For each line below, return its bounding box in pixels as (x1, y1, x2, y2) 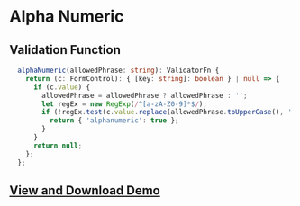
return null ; (32, 141, 83, 150)
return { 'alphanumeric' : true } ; (49, 116, 179, 125)
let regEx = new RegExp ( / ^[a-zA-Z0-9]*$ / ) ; (41, 99, 207, 109)
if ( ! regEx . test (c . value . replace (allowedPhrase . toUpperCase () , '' (41, 108, 296, 117)
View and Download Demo (9, 183, 160, 198)
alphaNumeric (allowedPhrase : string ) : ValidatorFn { (17, 66, 220, 75)
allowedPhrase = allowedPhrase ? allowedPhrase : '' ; (41, 91, 248, 100)
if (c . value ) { (32, 83, 91, 92)
